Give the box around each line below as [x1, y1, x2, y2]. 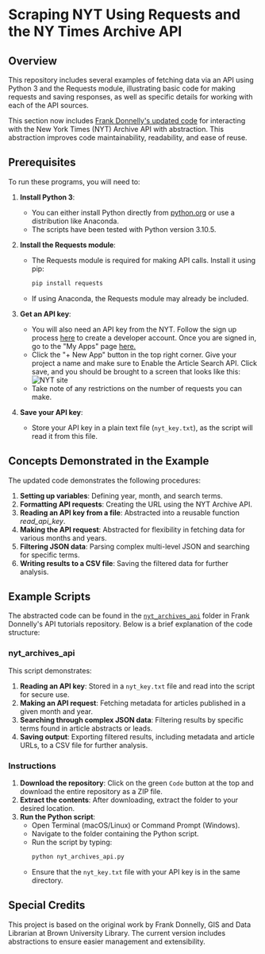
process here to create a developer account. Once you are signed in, [31, 332, 256, 343]
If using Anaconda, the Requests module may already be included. [31, 293, 249, 303]
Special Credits [8, 898, 86, 912]
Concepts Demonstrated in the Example [8, 455, 209, 468]
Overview [8, 54, 58, 68]
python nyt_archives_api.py [31, 852, 125, 860]
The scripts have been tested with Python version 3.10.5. [31, 224, 217, 234]
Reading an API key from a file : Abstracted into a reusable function [19, 507, 240, 518]
